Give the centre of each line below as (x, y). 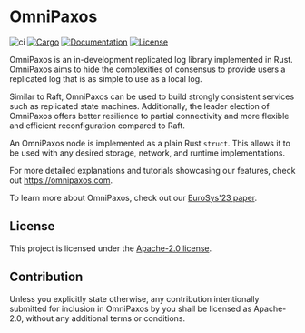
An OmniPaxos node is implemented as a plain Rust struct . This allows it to (150, 143)
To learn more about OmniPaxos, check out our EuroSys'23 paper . (133, 197)
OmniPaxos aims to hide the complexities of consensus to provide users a (148, 69)
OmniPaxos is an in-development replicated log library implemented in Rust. (151, 59)
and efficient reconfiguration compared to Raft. (98, 126)
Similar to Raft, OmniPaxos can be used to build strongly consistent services (152, 96)
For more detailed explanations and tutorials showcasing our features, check (152, 170)
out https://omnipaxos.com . (61, 180)
